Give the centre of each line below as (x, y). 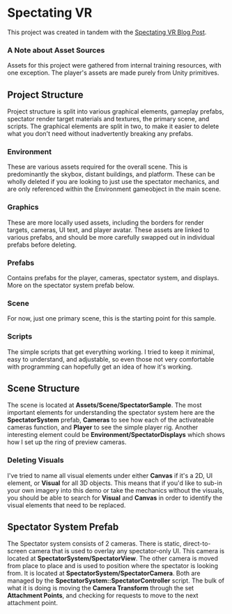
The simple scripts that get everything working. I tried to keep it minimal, (111, 352)
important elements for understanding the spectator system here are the (111, 413)
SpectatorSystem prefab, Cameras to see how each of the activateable (111, 420)
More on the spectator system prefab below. (71, 285)
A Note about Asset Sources (56, 50)
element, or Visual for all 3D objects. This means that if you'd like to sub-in (115, 483)
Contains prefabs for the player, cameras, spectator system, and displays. (113, 277)
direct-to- (197, 544)
